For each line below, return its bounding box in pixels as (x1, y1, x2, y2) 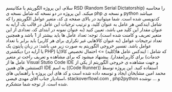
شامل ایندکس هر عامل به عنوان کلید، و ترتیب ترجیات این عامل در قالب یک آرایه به (6, 21, 162, 27)
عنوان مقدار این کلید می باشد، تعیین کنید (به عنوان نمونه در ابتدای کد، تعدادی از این (6, 27, 163, 33)
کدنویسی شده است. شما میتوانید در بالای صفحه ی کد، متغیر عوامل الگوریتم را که (6, 16, 160, 21)
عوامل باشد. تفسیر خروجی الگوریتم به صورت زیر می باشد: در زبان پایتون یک (6, 43, 152, 49)
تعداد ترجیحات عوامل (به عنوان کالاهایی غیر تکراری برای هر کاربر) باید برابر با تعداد (6, 37, 162, 43)
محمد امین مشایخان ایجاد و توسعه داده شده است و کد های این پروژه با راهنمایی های (6, 70, 166, 76)
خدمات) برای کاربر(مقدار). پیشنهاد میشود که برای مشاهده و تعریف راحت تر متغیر (6, 54, 160, 60)
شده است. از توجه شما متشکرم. (6, 81, 68, 87)
